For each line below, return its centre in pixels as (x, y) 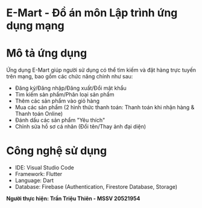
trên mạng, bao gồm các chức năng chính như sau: (70, 77)
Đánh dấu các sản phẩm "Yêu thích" (60, 120)
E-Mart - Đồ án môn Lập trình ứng (92, 13)
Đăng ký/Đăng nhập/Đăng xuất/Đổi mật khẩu (71, 88)
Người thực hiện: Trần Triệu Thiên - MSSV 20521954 (73, 198)
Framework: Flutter (39, 174)
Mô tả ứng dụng (47, 53)
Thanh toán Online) (39, 114)
